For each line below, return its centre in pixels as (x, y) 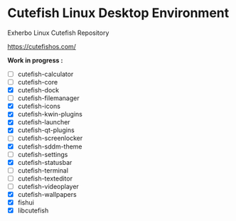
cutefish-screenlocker (50, 138)
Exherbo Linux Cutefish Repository (58, 33)
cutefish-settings (43, 154)
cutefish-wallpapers (47, 194)
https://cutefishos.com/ (42, 46)
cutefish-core (38, 82)
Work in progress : (35, 60)
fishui (26, 202)
